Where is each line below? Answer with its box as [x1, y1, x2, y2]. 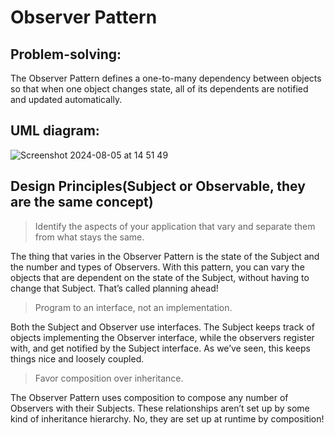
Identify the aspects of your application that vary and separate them [34, 220, 316, 232]
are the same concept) [10, 194, 154, 211]
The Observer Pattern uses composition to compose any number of [10, 391, 289, 403]
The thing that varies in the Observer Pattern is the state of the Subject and [10, 250, 320, 262]
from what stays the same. [34, 231, 145, 243]
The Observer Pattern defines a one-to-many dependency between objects [10, 72, 322, 84]
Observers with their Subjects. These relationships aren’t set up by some [10, 402, 310, 414]
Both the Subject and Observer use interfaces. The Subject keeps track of [10, 321, 315, 333]
